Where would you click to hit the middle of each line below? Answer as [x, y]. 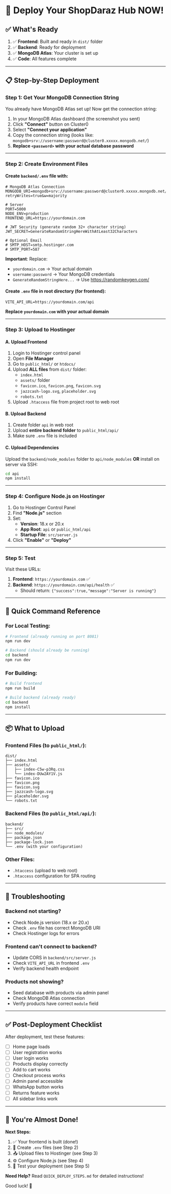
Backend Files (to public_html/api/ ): [51, 814]
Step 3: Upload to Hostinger [40, 329]
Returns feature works [36, 1093]
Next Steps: [18, 1132]
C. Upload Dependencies [32, 447]
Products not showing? [35, 982]
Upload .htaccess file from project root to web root [66, 402]
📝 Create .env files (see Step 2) [46, 1148]
